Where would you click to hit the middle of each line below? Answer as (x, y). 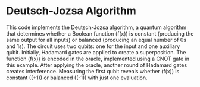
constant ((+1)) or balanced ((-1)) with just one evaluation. (77, 78)
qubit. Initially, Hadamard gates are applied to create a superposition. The (96, 52)
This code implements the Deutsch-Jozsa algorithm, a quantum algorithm (96, 27)
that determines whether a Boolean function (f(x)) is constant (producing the (100, 33)
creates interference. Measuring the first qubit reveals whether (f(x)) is (93, 71)
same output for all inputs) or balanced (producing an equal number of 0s (96, 40)
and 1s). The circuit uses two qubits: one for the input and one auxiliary (93, 46)
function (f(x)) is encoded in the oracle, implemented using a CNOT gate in (98, 59)
